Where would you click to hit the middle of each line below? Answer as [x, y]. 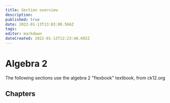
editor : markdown [24, 34]
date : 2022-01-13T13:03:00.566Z [39, 24]
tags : [11, 29]
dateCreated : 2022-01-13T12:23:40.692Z [48, 39]
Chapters [20, 94]
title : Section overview [32, 10]
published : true [22, 19]
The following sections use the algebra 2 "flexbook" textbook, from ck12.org [85, 78]
